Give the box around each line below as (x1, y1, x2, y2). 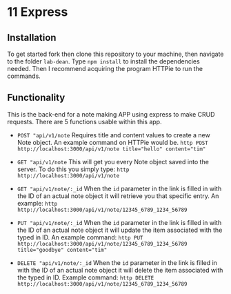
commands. (7, 72, 41, 80)
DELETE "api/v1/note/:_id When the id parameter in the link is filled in (17, 258, 217, 266)
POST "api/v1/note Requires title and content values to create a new (17, 130, 210, 139)
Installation (7, 32, 57, 43)
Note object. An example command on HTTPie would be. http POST (17, 138, 208, 146)
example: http (17, 199, 58, 207)
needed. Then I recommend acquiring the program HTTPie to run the (7, 65, 203, 72)
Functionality (7, 92, 66, 104)
